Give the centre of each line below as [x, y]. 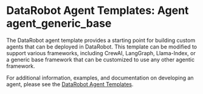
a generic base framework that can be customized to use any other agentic [101, 59]
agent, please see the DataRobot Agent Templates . [70, 84]
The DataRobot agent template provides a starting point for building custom [101, 40]
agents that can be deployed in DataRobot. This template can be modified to [102, 47]
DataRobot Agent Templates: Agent [98, 11]
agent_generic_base [59, 23]
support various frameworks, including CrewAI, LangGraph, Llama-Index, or [101, 53]
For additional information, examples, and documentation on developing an [100, 78]
